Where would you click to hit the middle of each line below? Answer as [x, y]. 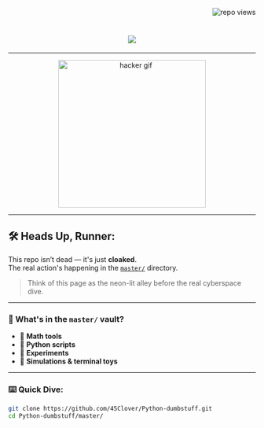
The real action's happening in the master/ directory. [93, 267]
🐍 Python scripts [48, 345]
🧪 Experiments [44, 353]
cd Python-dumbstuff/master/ [56, 416]
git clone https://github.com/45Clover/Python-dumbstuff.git [110, 409]
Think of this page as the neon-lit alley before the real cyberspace [134, 282]
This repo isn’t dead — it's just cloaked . [73, 259]
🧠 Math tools [41, 336]
